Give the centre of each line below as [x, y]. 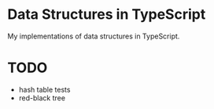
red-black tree [42, 98]
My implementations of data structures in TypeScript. [94, 36]
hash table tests [44, 89]
